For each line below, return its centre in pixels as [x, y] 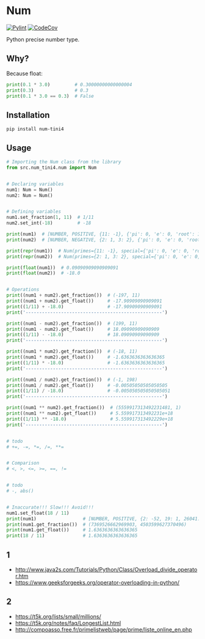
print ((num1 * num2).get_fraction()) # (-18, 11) [72, 352]
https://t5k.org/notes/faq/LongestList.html [68, 623]
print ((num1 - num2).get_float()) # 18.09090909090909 [83, 329]
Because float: [24, 73]
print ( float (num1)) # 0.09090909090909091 [63, 268]
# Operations [23, 290]
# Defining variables [34, 212]
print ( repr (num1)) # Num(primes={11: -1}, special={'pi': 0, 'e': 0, [98, 251]
